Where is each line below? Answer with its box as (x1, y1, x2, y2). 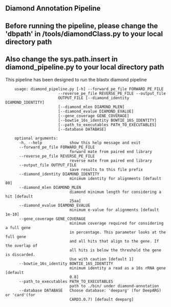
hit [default (5, 194, 33, 199)
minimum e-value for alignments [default (69, 207, 159, 212)
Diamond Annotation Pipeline (5, 4, 101, 13)
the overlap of (5, 243, 38, 248)
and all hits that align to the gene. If (69, 238, 159, 244)
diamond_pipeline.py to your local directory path (5, 63, 164, 72)
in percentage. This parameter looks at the (69, 230, 166, 235)
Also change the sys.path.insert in (5, 55, 118, 63)
